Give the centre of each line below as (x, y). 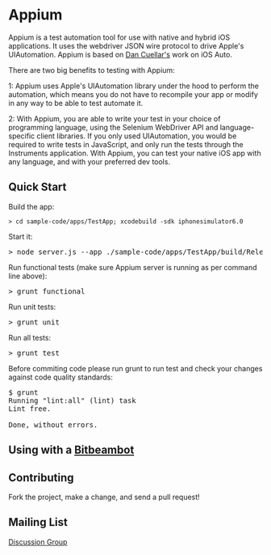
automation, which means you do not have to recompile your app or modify (133, 94)
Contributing (41, 478)
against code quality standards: (60, 377)
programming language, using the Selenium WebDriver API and (113, 127)
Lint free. (30, 409)
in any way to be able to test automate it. (76, 103)
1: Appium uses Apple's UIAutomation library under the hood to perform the (134, 86)
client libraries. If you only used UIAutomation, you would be (137, 136)
